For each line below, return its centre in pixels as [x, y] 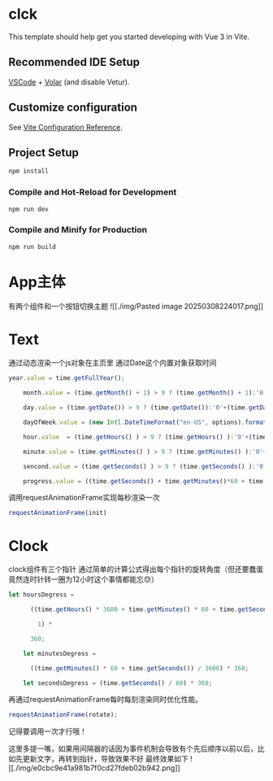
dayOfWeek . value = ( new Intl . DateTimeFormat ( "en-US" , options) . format [145, 423]
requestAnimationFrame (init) [58, 513]
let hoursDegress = [41, 595]
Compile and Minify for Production [78, 230]
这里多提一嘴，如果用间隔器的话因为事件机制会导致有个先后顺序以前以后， [133, 748]
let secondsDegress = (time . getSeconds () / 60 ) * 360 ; [118, 683]
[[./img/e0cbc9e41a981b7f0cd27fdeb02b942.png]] [94, 768]
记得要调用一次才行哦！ [48, 731]
